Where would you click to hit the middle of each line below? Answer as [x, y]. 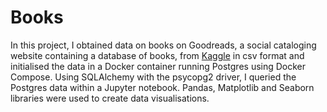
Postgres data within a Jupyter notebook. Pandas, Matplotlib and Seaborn [162, 87]
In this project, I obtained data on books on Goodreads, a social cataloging [163, 45]
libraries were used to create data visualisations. [110, 98]
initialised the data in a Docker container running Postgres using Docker [158, 66]
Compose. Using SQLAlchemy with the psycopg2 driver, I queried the [153, 77]
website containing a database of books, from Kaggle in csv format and [157, 55]
